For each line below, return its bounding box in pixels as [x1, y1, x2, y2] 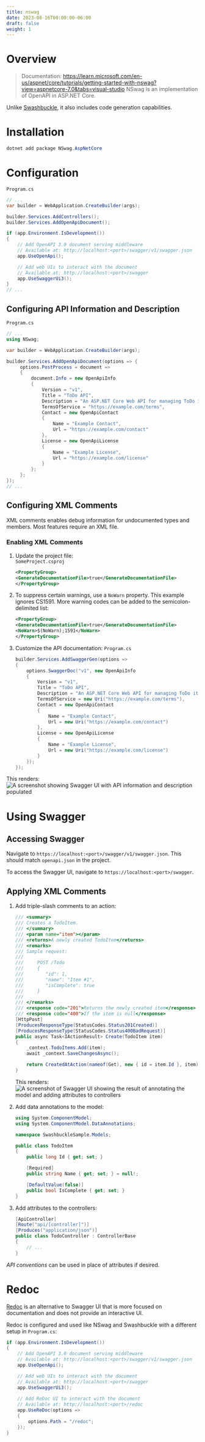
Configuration [6, 166, 79, 180]
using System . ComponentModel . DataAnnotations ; [15, 1121, 136, 1127]
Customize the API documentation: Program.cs [15, 644, 132, 651]
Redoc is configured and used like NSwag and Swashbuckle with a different [6, 1321, 197, 1328]
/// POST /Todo [15, 960, 65, 966]
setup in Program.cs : [6, 1327, 57, 1335]
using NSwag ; [6, 336, 40, 342]
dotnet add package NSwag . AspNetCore [6, 145, 103, 152]
